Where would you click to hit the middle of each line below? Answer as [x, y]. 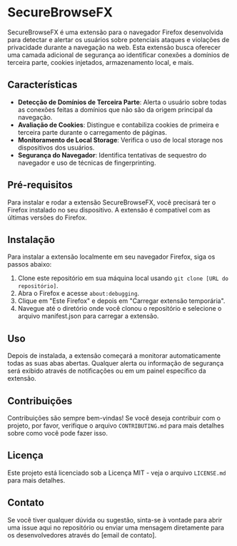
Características [42, 85]
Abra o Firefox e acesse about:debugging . [79, 294]
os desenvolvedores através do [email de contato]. [82, 535]
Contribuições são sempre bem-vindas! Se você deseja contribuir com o [114, 418]
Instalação [31, 239]
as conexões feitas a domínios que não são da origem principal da [115, 109]
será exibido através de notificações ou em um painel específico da [107, 371]
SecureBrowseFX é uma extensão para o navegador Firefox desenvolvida [115, 32]
